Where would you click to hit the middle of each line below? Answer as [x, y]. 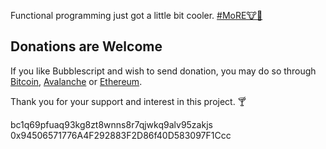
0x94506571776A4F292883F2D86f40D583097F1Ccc [121, 135]
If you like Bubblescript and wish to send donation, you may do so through [163, 71]
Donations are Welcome [86, 46]
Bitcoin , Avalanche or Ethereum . [76, 81]
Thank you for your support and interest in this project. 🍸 [128, 101]
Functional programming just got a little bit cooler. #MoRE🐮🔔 [136, 15]
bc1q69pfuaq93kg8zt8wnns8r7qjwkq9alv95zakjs [111, 124]
